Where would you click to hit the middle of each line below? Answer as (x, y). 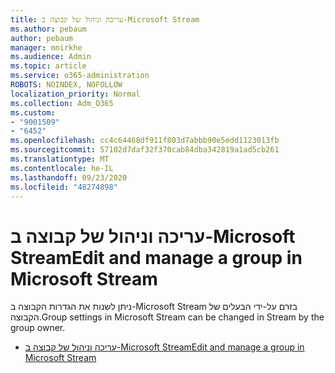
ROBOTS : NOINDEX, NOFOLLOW (66, 85)
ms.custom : (33, 112)
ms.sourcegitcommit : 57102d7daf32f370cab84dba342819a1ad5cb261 (145, 150)
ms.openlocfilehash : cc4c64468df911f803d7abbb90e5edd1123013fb (145, 141)
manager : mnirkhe (46, 47)
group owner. (38, 328)
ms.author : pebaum (48, 29)
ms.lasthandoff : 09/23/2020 (69, 177)
